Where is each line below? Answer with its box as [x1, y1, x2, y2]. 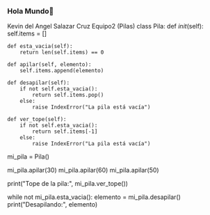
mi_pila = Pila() [7, 152, 50, 161]
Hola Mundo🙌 [7, 6, 54, 16]
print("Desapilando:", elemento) [7, 200, 98, 209]
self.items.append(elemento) [19, 67, 104, 74]
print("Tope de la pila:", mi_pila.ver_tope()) [7, 180, 129, 188]
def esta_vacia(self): [7, 43, 73, 50]
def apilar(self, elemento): [7, 61, 92, 68]
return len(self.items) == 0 [19, 49, 104, 56]
